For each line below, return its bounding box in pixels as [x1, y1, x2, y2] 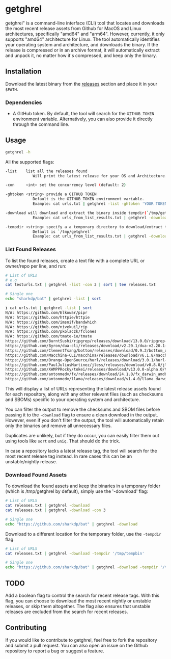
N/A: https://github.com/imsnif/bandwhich [5, 320, 97, 325]
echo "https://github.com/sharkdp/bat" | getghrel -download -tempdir [5, 565, 158, 570]
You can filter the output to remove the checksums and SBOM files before [5, 406, 160, 413]
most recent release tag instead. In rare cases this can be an [5, 453, 132, 459]
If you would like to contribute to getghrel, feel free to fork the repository [5, 637, 157, 643]
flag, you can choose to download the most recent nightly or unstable [5, 598, 151, 604]
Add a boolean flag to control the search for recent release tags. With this [5, 592, 159, 599]
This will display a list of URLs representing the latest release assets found [5, 386, 161, 392]
